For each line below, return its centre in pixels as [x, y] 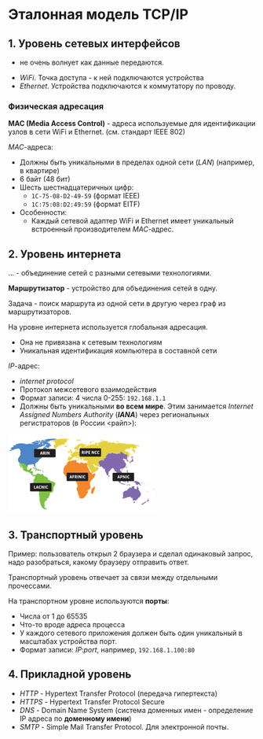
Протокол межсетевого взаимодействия [88, 390]
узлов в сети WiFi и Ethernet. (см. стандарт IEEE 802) [97, 132]
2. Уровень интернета [65, 254]
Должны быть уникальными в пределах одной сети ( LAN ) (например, [137, 162]
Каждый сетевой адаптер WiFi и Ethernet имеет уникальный [132, 221]
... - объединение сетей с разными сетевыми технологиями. [110, 273]
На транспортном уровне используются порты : [89, 600]
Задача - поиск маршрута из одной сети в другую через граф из [117, 304]
